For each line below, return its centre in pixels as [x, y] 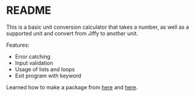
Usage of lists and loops [45, 69]
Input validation [34, 63]
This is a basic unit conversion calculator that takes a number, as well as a [97, 27]
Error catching [33, 56]
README [29, 10]
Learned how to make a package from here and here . [72, 87]
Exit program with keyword [48, 75]
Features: [18, 45]
